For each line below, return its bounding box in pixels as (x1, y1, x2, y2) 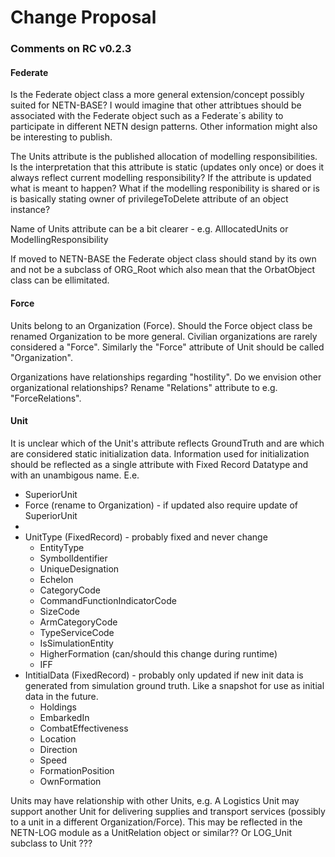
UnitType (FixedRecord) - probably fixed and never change (24, 531, 268, 543)
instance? (10, 204, 51, 216)
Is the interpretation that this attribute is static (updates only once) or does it (10, 161, 325, 173)
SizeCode (39, 605, 81, 617)
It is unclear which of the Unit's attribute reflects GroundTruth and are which (10, 437, 325, 449)
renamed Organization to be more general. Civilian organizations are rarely (10, 330, 318, 342)
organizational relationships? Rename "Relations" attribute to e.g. (10, 381, 278, 393)
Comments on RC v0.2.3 (10, 42, 132, 56)
